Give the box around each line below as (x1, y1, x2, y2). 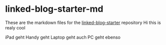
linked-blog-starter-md (5, 3, 104, 15)
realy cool (5, 24, 26, 30)
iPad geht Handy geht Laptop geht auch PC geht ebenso (5, 34, 120, 40)
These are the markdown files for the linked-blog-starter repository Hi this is (5, 20, 161, 25)
